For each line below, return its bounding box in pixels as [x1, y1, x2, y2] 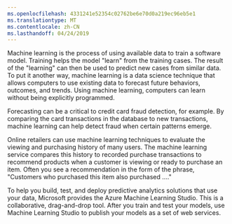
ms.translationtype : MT [7, 17, 77, 24]
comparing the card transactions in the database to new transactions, [7, 115, 208, 123]
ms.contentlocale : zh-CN [7, 23, 80, 30]
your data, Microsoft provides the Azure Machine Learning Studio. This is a [7, 194, 224, 202]
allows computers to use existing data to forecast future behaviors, [7, 78, 201, 87]
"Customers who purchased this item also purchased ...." [7, 173, 172, 181]
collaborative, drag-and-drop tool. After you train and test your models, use [7, 201, 226, 210]
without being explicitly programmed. [7, 94, 115, 102]
